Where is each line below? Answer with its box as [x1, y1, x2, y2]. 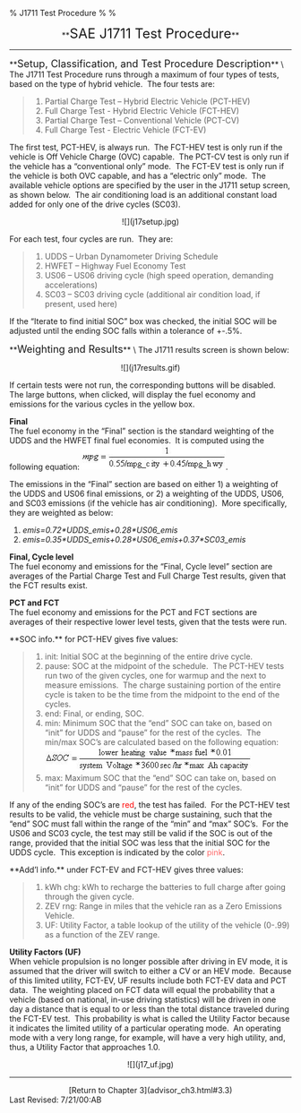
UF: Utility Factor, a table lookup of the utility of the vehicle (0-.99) [44, 920, 290, 930]
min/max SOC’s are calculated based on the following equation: [44, 737, 279, 747]
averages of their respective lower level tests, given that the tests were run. [9, 617, 288, 627]
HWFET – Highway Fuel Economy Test [44, 261, 186, 271]
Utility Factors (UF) [9, 946, 82, 957]
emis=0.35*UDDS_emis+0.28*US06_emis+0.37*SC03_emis [21, 535, 246, 544]
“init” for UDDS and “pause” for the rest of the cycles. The [44, 727, 262, 738]
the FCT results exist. [9, 580, 88, 590]
